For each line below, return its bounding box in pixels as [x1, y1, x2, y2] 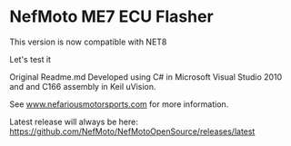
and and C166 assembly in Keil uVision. [9, 81, 156, 92]
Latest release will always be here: [9, 116, 139, 127]
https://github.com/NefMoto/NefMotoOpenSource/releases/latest [9, 125, 256, 137]
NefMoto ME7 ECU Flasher [9, 6, 214, 27]
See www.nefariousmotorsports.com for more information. [9, 98, 229, 110]
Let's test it [9, 54, 52, 64]
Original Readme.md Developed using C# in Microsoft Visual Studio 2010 [9, 71, 283, 83]
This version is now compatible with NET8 [9, 36, 167, 47]
